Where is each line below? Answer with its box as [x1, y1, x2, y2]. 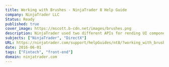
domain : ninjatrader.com [5, 54, 57, 59]
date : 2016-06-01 [5, 45, 42, 50]
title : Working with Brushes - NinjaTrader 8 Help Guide [5, 7, 127, 13]
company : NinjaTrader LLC [5, 12, 59, 17]
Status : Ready [5, 17, 35, 22]
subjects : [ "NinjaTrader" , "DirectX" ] [5, 36, 87, 41]
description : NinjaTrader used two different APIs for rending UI [5, 31, 147, 36]
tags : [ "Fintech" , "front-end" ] [5, 49, 73, 54]
